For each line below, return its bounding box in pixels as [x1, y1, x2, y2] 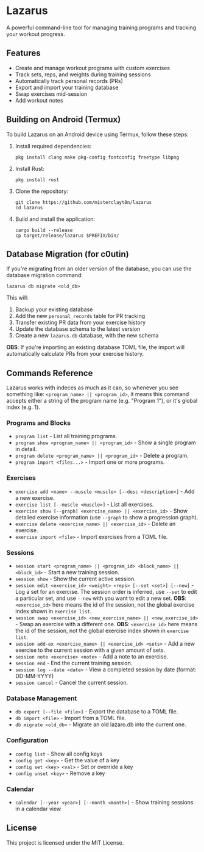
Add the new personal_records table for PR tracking [15, 312, 146, 320]
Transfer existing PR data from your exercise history [15, 319, 146, 327]
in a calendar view [15, 805, 62, 812]
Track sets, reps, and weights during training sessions [15, 71, 151, 78]
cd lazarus [15, 204, 43, 211]
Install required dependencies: [15, 142, 92, 150]
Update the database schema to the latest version [15, 325, 141, 333]
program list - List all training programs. [15, 433, 118, 440]
